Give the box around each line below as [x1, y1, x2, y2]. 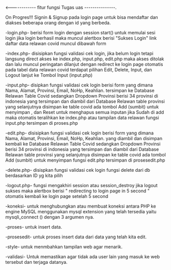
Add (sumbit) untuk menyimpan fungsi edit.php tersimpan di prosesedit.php [5, 157, 165, 163]
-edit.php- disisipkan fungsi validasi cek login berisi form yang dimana [5, 130, 154, 136]
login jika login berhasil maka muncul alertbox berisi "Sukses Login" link [5, 35, 157, 41]
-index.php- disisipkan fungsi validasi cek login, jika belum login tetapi [5, 51, 154, 56]
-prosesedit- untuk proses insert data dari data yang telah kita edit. [5, 234, 147, 240]
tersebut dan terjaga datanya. [5, 259, 68, 265]
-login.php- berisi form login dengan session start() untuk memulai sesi [5, 30, 156, 35]
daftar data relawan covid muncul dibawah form [5, 40, 106, 47]
